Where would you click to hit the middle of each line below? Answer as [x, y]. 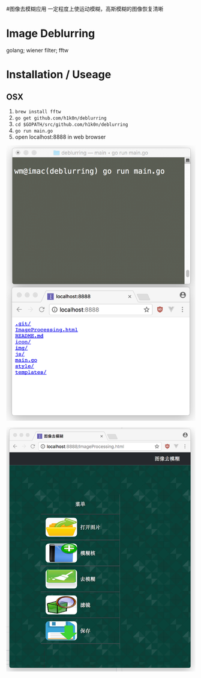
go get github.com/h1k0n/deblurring [61, 118]
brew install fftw [38, 111]
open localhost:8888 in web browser [60, 137]
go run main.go [34, 131]
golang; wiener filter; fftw [37, 50]
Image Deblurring [51, 33]
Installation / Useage [59, 75]
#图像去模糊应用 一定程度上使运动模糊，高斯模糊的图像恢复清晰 [85, 9]
